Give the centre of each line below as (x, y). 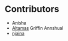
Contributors (32, 9)
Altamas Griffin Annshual (37, 28)
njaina (18, 33)
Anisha (19, 23)
